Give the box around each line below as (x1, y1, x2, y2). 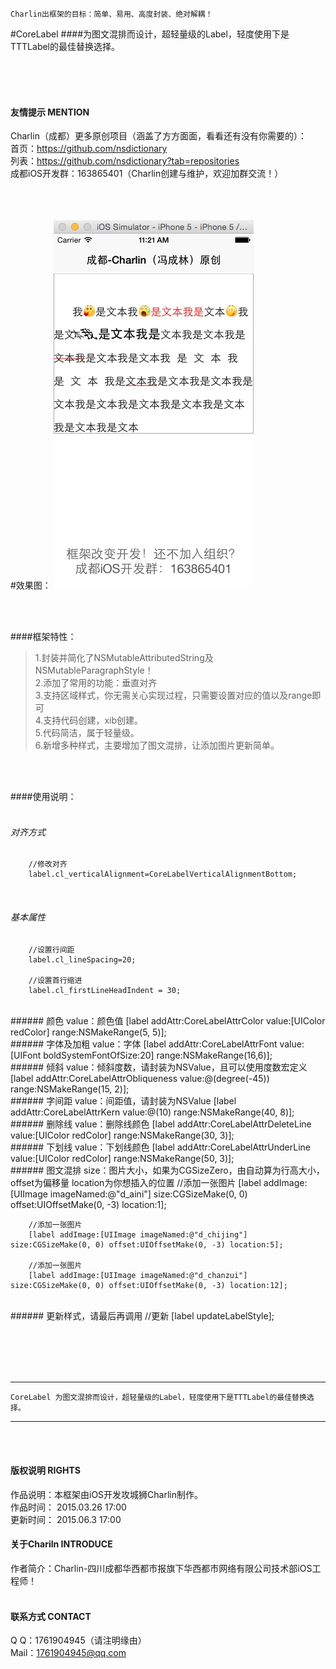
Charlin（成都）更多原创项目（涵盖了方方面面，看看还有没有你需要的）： (10, 130, 307, 142)
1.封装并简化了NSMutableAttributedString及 (34, 652, 214, 664)
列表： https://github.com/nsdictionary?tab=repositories (10, 155, 240, 167)
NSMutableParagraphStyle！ (34, 664, 154, 677)
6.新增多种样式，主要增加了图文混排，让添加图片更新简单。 (34, 739, 280, 752)
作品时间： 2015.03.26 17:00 (10, 1501, 127, 1513)
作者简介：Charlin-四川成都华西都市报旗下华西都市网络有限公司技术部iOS (10, 1563, 313, 1575)
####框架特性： (10, 631, 77, 643)
